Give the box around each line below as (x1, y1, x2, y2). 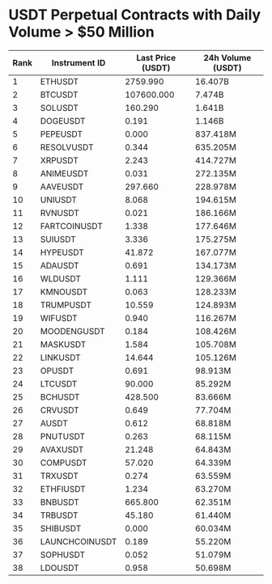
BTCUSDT (40, 89, 79, 100)
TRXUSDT (40, 470, 79, 481)
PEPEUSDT (40, 128, 83, 139)
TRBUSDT (40, 510, 79, 521)
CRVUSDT (40, 404, 79, 416)
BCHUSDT (40, 391, 80, 402)
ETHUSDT (40, 75, 79, 87)
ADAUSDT (40, 260, 79, 271)
